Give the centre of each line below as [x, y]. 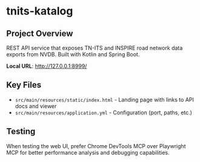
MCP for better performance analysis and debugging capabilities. [88, 152]
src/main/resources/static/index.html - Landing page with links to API [104, 99]
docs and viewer [36, 106]
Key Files [24, 85]
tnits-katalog [40, 11]
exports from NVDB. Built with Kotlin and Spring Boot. [73, 54]
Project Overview [40, 34]
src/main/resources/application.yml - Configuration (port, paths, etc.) [104, 112]
